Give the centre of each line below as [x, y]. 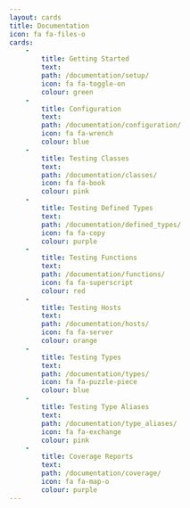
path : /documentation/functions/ [103, 274]
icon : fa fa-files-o [48, 34]
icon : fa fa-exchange [82, 432]
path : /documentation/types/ [95, 374]
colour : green [67, 92]
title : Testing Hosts [82, 307]
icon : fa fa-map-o [75, 481]
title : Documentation [50, 26]
